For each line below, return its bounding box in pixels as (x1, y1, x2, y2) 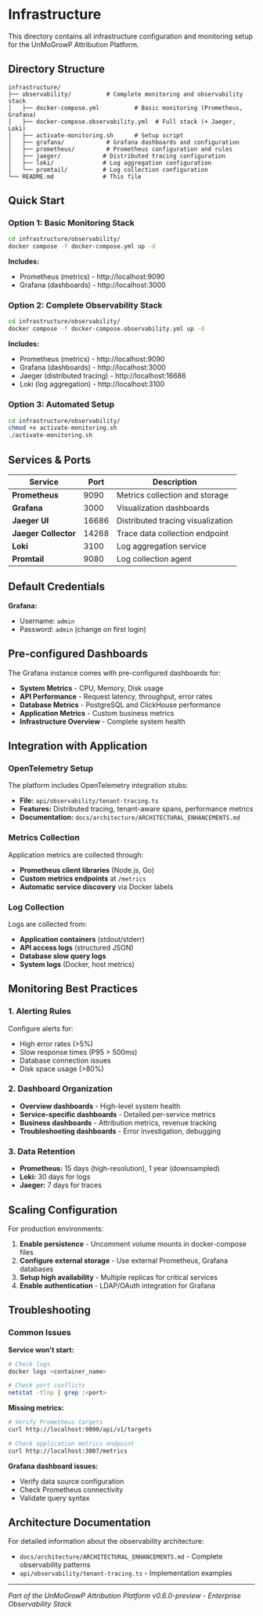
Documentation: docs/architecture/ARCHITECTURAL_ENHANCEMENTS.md (19, 812, 240, 822)
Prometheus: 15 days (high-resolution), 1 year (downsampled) (19, 1164, 221, 1173)
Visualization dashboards (116, 502, 210, 513)
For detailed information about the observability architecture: (8, 1537, 204, 1546)
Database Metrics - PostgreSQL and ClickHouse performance (19, 700, 222, 710)
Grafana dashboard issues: (8, 1461, 99, 1471)
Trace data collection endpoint (116, 527, 229, 538)
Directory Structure (8, 63, 106, 76)
